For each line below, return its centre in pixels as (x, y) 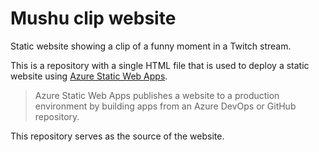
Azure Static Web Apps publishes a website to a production (157, 95)
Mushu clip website (93, 18)
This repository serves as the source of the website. (117, 136)
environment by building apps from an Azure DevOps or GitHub (165, 106)
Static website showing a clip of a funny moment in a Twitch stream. (151, 46)
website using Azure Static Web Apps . (89, 76)
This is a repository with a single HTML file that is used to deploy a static (160, 65)
